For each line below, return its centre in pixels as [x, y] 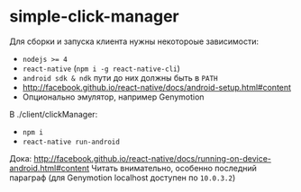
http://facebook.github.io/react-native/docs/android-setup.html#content [156, 87]
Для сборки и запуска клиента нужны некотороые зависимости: [134, 41]
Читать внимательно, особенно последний [174, 168]
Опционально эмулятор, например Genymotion [113, 97]
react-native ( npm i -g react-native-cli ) [101, 68]
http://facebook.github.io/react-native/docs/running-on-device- [153, 158]
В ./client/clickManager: [54, 114]
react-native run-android [71, 142]
